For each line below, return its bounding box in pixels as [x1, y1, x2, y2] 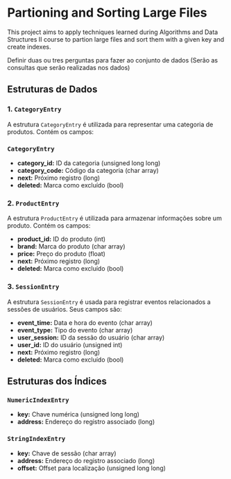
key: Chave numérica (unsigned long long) [17, 410, 140, 419]
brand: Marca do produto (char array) [17, 242, 126, 251]
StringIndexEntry [7, 435, 66, 443]
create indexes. [7, 42, 51, 51]
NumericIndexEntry [7, 396, 69, 404]
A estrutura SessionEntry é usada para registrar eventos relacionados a [7, 297, 211, 306]
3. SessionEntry [7, 282, 60, 292]
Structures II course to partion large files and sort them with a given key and [7, 35, 225, 43]
